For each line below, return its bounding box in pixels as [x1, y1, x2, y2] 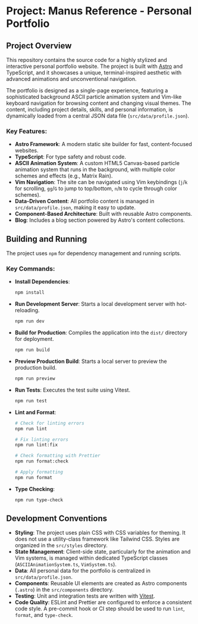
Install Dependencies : [14, 278, 70, 285]
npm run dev [14, 318, 45, 324]
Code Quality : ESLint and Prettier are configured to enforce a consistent [14, 599, 192, 606]
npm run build [14, 347, 50, 353]
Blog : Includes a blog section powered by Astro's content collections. [14, 216, 186, 224]
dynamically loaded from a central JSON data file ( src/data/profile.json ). [6, 112, 189, 119]
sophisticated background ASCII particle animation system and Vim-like [6, 94, 182, 100]
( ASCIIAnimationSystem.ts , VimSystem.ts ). [14, 561, 117, 568]
